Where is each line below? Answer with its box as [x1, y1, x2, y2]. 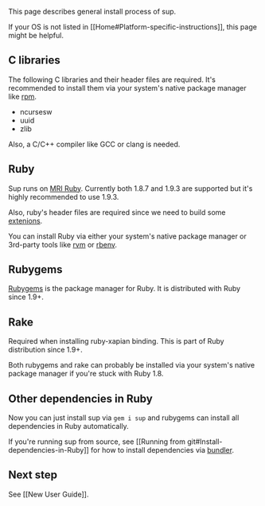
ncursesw [19, 107, 53, 116]
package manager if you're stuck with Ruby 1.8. [8, 369, 164, 379]
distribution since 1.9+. [8, 345, 83, 355]
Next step [8, 469, 58, 482]
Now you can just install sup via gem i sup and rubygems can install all [8, 413, 240, 422]
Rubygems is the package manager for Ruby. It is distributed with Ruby [8, 284, 241, 294]
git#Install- [186, 437, 223, 446]
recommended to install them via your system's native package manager [8, 83, 247, 92]
